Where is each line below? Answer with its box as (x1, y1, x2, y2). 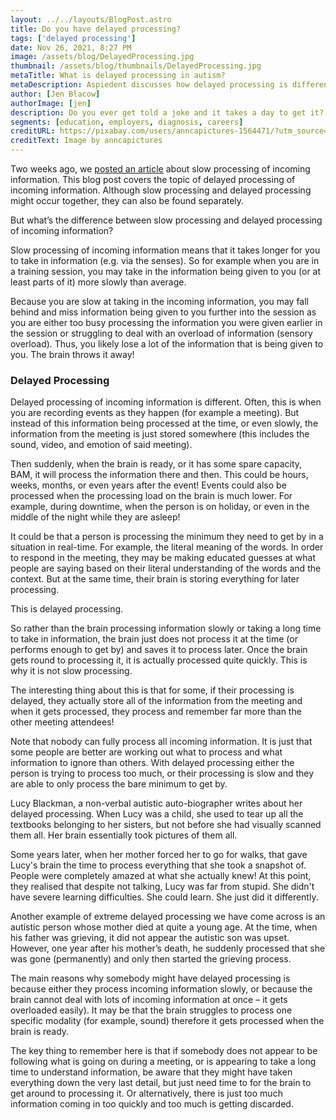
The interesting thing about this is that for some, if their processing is (10, 684, 295, 696)
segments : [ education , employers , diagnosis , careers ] (10, 117, 244, 127)
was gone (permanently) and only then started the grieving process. (10, 953, 292, 965)
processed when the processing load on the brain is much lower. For (10, 490, 293, 502)
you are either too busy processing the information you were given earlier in (10, 317, 323, 328)
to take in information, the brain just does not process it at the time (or (10, 633, 298, 645)
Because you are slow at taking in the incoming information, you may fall (10, 296, 310, 307)
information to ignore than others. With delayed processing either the (10, 757, 295, 769)
